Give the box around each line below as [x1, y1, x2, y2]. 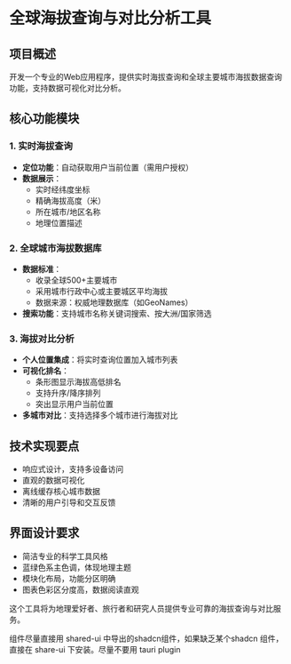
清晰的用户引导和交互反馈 [21, 497, 116, 508]
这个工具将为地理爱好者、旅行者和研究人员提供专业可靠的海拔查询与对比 [9, 603, 273, 613]
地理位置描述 [35, 217, 83, 228]
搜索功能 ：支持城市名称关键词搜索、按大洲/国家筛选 [21, 308, 212, 318]
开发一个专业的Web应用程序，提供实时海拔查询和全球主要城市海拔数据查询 [9, 72, 282, 82]
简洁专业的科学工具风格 [21, 550, 108, 561]
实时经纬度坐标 [35, 184, 90, 195]
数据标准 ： [21, 263, 62, 274]
